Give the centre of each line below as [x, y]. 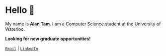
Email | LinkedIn [22, 48]
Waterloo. [15, 29]
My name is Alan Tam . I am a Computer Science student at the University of [83, 24]
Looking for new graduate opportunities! [48, 39]
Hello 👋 [20, 10]
